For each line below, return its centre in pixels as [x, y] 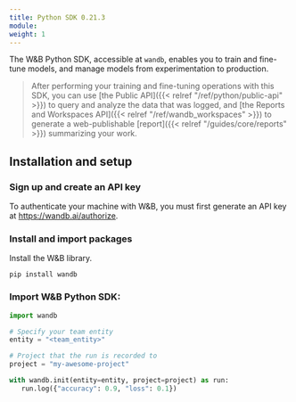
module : [24, 26]
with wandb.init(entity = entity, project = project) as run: [119, 381]
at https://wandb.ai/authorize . [64, 216]
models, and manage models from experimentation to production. [148, 69]
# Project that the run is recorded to [83, 356]
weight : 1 [28, 34]
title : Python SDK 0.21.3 [57, 17]
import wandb [33, 316]
